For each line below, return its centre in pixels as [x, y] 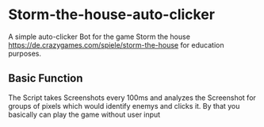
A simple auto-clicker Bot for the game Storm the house [99, 37]
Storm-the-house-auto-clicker [112, 15]
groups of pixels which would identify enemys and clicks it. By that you [124, 106]
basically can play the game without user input [84, 114]
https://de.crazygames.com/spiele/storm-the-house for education [116, 44]
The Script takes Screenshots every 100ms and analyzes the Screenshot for [132, 98]
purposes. [25, 53]
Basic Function [46, 78]
